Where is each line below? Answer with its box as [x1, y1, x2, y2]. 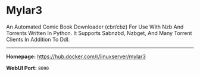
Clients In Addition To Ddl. [6, 36, 70, 43]
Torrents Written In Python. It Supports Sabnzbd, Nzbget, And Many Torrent [6, 29, 192, 36]
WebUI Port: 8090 [6, 64, 49, 71]
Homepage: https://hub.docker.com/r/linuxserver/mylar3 [6, 53, 146, 60]
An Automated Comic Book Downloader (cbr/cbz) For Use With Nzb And [6, 23, 184, 30]
